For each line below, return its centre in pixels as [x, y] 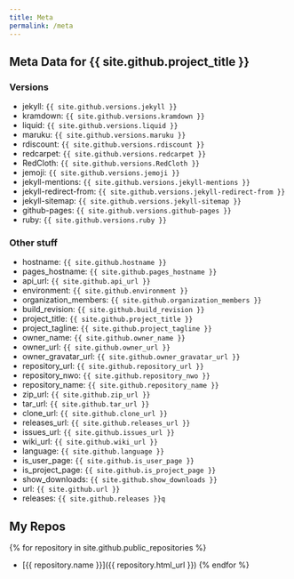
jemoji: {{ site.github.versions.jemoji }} [101, 173]
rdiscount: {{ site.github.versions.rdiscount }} [113, 144]
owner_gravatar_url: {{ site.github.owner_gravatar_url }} [131, 357]
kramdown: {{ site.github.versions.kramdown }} [113, 116]
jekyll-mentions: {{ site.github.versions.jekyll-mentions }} [136, 182]
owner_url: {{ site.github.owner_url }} [96, 347]
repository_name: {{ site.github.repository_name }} [120, 385]
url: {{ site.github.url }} [71, 489]
